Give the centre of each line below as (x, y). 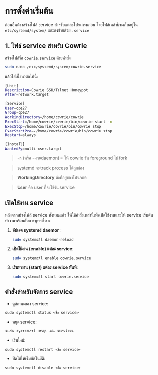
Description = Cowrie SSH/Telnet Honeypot (47, 90)
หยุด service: (24, 322)
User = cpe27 (16, 108)
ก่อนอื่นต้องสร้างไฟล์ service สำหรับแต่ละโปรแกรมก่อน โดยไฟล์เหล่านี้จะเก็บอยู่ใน (71, 24)
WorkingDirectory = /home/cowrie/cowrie (44, 117)
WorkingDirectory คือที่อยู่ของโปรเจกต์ (52, 177)
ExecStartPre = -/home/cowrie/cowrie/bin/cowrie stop (59, 131)
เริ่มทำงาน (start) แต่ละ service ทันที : (45, 267)
